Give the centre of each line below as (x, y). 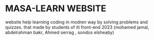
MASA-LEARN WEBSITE (56, 9)
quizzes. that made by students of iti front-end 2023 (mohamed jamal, (77, 27)
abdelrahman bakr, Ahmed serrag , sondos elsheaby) (60, 32)
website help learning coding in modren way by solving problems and (77, 22)
